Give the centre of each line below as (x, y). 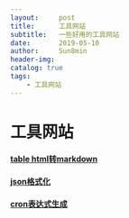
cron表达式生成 (39, 204)
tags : (20, 77)
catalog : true (37, 68)
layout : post (43, 18)
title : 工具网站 (48, 26)
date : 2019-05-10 (55, 43)
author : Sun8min (49, 51)
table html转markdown (54, 159)
